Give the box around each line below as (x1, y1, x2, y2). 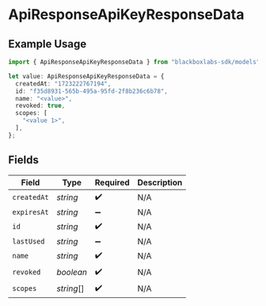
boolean (56, 267, 88, 278)
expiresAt (12, 208, 49, 216)
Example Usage (8, 37, 87, 51)
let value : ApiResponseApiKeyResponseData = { (8, 72, 165, 80)
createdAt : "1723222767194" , (15, 79, 112, 88)
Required (94, 177, 131, 188)
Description (137, 177, 183, 188)
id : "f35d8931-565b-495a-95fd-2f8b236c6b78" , (15, 87, 169, 95)
